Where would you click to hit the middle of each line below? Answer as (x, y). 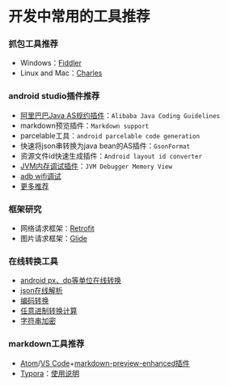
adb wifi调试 (41, 176)
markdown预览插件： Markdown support (84, 125)
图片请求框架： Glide (53, 239)
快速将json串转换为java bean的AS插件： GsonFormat (105, 146)
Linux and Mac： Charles (61, 73)
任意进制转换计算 (49, 311)
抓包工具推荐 (34, 44)
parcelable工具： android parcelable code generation (110, 135)
